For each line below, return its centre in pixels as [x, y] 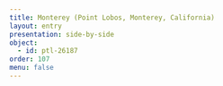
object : [24, 43]
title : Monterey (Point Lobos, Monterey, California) [112, 17]
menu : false [31, 68]
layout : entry [36, 26]
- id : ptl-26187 [48, 51]
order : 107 [30, 59]
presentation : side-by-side [62, 34]
